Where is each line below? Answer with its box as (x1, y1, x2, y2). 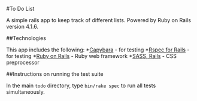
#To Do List (6, 5, 35, 12)
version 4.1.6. (6, 23, 39, 30)
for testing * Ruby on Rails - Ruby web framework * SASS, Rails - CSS (6, 53, 177, 59)
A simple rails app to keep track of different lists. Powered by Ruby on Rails (6, 17, 192, 23)
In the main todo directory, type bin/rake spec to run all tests (6, 82, 156, 89)
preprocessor (6, 59, 40, 66)
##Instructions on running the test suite (6, 71, 104, 77)
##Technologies (6, 35, 47, 41)
